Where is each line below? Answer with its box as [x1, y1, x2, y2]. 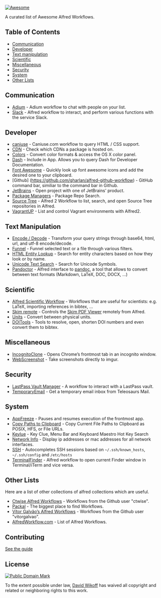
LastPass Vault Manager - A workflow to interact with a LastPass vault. [12, 383, 154, 389]
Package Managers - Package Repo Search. [12, 193, 101, 199]
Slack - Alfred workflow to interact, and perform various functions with [12, 109, 154, 115]
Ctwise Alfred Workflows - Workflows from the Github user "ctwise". [12, 498, 149, 504]
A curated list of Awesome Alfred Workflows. [5, 14, 95, 19]
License [5, 560, 30, 568]
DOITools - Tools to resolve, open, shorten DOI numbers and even [12, 319, 144, 325]
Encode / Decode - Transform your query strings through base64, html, [12, 236, 155, 241]
